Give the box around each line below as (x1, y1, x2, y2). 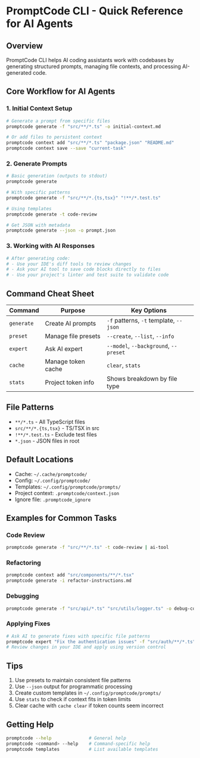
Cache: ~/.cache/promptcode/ (14, 470, 87, 477)
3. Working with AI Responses (6, 242, 95, 250)
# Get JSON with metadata (6, 222, 70, 228)
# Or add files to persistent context (6, 134, 102, 140)
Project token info (45, 378, 95, 386)
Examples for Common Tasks (6, 513, 117, 523)
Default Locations (6, 455, 74, 465)
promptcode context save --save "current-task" (6, 145, 127, 152)
